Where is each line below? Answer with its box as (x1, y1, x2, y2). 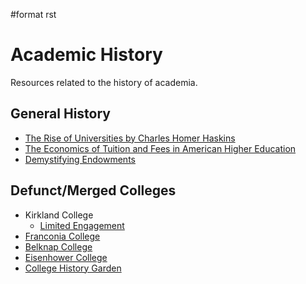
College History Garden (24, 262, 122, 274)
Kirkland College (24, 209, 94, 221)
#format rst (10, 9, 57, 20)
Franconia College (24, 230, 101, 242)
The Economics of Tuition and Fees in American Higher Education (24, 142, 297, 154)
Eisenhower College (24, 251, 108, 263)
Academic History (10, 44, 163, 66)
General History (10, 105, 112, 123)
